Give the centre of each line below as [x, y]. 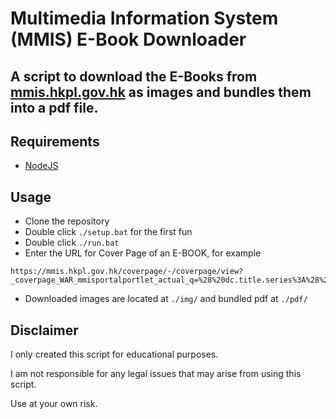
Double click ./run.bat [72, 243]
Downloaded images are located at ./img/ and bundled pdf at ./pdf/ [166, 299]
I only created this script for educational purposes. [114, 354]
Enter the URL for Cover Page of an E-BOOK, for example [143, 253]
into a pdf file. [54, 107]
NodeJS [41, 166]
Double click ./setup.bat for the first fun [108, 232]
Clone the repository [67, 221]
